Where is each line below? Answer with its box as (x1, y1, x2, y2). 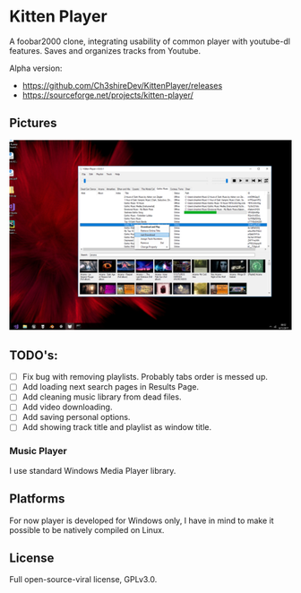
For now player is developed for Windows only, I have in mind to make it (9, 515, 275, 526)
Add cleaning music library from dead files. (21, 391, 182, 402)
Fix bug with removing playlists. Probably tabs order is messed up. (21, 372, 269, 382)
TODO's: (9, 348, 58, 363)
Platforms (9, 491, 65, 507)
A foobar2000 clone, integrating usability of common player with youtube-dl (9, 36, 291, 47)
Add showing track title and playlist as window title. (21, 422, 212, 433)
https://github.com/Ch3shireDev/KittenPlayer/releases (21, 80, 223, 90)
